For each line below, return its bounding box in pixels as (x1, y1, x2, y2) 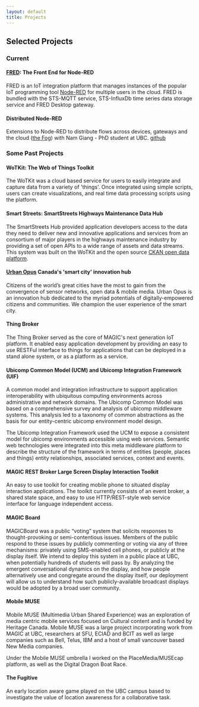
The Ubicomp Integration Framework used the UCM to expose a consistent (6, 429, 190, 437)
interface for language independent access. (6, 500, 113, 507)
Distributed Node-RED (6, 114, 62, 122)
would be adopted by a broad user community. (6, 584, 121, 591)
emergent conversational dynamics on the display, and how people (6, 565, 170, 572)
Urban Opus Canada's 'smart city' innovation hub (6, 269, 132, 276)
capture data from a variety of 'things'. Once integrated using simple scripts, (6, 183, 193, 191)
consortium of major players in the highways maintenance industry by (6, 236, 177, 243)
